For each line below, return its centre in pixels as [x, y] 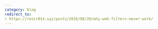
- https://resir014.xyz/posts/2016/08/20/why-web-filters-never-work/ [79, 19]
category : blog [20, 10]
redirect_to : [18, 14]
